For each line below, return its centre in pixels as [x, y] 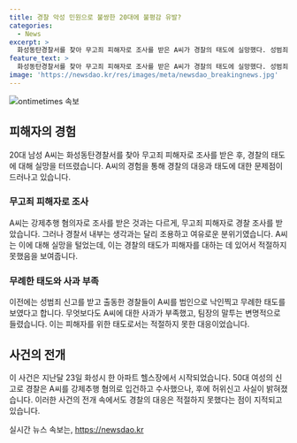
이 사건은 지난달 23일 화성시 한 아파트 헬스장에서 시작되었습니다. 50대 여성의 [141, 378]
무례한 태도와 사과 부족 [54, 281]
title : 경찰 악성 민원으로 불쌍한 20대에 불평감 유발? [95, 17]
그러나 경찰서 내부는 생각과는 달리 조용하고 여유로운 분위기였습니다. [158, 233]
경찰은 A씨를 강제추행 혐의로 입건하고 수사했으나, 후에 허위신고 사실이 [145, 388]
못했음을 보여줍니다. [43, 256]
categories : [31, 26]
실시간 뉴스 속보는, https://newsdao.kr [76, 429]
